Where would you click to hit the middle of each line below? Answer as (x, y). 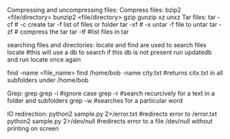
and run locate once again (44, 60)
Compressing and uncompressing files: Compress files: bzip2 (94, 10)
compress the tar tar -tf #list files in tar (74, 31)
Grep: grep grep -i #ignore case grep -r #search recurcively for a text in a (111, 93)
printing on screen (33, 128)
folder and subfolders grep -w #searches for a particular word (95, 101)
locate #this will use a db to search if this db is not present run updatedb (110, 52)
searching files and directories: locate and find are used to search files (107, 45)
